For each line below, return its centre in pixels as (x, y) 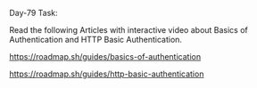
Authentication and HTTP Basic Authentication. (96, 40)
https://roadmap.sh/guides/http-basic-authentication (107, 74)
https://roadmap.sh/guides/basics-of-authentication (105, 56)
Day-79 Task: (33, 13)
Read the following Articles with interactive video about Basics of (128, 30)
